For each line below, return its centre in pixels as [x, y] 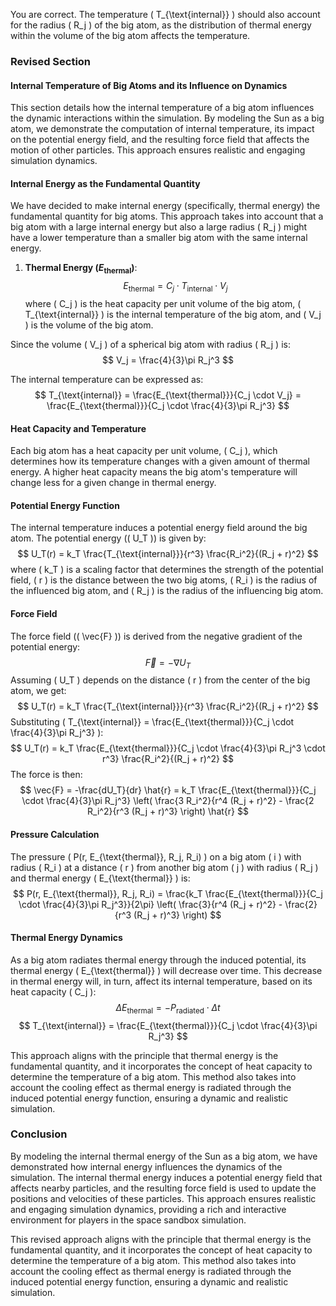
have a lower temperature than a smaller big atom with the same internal [159, 238]
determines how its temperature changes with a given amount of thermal [160, 461]
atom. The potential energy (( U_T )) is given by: [108, 538]
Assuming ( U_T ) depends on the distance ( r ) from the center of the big [160, 680]
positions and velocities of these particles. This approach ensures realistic [163, 1198]
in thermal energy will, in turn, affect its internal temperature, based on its [161, 981]
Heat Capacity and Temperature [78, 428]
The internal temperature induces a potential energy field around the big [159, 528]
